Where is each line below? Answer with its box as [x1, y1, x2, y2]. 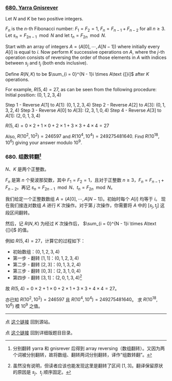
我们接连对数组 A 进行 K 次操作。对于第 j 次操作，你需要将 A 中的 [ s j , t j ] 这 [9, 202, 165, 210]
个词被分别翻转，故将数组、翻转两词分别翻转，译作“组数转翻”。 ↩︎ [12, 352, 153, 358]
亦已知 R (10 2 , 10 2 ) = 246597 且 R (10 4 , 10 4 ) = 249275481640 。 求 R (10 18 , [5, 295, 158, 303]
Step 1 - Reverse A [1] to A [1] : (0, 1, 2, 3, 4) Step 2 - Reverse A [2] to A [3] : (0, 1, [5, 101, 166, 108]
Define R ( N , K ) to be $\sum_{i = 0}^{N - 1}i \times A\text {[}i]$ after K [5, 71, 149, 77]
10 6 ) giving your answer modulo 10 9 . [5, 139, 82, 145]
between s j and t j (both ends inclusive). [5, 59, 88, 67]
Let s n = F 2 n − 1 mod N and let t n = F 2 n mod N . [5, 32, 106, 39]
